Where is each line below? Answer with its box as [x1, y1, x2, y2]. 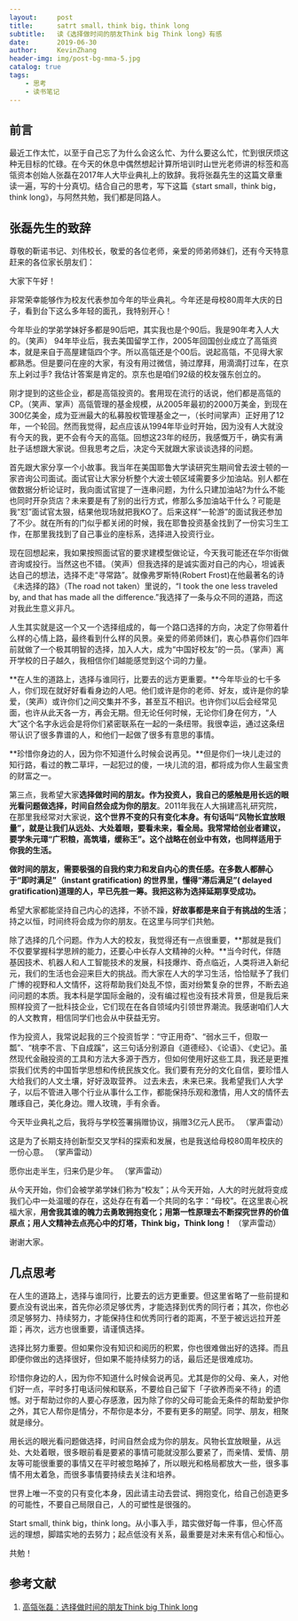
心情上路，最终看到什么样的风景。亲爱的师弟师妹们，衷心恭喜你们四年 [32, 633, 289, 644]
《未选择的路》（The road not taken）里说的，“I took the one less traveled [9, 581, 278, 591]
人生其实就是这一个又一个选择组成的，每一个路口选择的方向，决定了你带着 [9, 622, 281, 633]
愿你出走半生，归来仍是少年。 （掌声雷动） [9, 1166, 167, 1176]
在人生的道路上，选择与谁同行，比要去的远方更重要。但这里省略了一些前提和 [9, 1290, 289, 1301]
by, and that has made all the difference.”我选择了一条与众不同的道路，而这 [9, 592, 284, 603]
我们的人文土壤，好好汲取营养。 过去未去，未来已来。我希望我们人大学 [24, 1076, 284, 1087]
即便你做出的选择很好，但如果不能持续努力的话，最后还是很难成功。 [9, 1353, 258, 1364]
